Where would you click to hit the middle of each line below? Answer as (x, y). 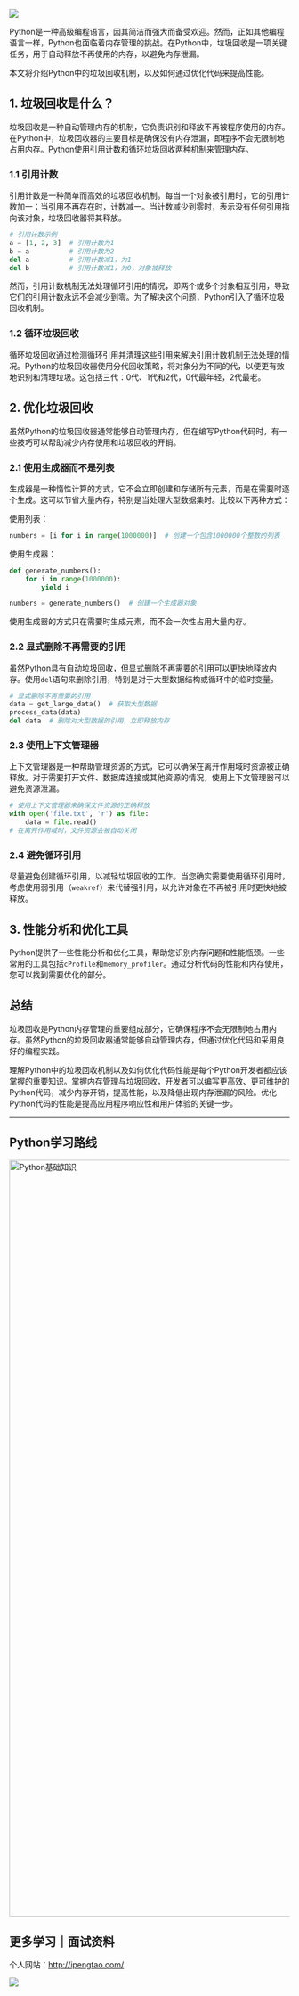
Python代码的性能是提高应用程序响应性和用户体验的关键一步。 (124, 1103)
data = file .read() (61, 822)
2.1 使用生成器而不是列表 (62, 467)
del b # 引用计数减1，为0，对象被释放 (90, 268)
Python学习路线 (53, 1143)
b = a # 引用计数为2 (62, 251)
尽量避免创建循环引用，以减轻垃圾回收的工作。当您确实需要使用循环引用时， (149, 876)
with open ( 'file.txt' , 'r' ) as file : (79, 814)
